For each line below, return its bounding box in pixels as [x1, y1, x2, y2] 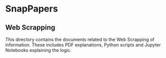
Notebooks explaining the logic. [5, 47, 72, 53]
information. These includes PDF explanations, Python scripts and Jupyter [5, 42, 161, 48]
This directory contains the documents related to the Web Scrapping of [5, 36, 155, 42]
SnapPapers [5, 3, 59, 15]
